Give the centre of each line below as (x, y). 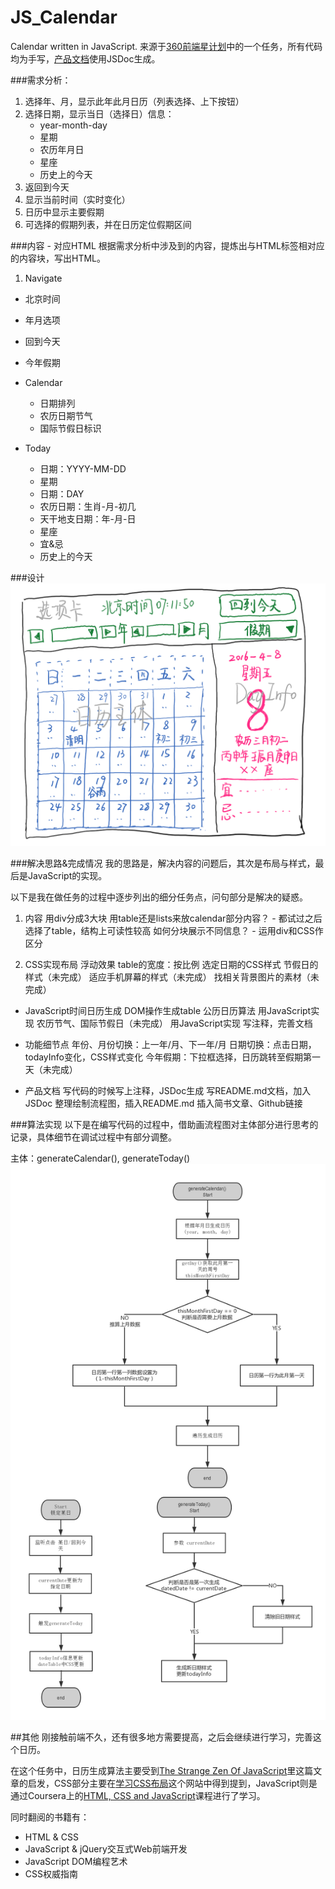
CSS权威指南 (51, 1873)
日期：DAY (62, 493)
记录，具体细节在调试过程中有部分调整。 (93, 1137)
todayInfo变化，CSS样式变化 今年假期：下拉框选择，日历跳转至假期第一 (173, 1057)
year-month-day (73, 125)
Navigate (43, 278)
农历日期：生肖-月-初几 (88, 506)
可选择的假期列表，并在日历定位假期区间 (108, 224)
